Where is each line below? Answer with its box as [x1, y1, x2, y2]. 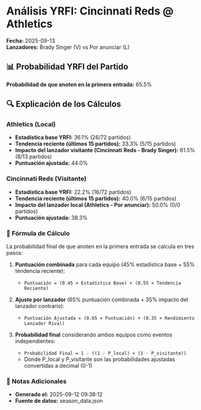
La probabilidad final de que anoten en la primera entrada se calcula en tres [6, 243, 194, 250]
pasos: [6, 249, 23, 257]
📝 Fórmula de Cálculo [6, 229, 70, 237]
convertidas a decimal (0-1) [24, 362, 92, 370]
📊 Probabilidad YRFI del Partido [6, 62, 129, 72]
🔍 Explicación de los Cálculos [6, 99, 121, 109]
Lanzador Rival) [24, 321, 65, 327]
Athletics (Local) [6, 120, 56, 129]
